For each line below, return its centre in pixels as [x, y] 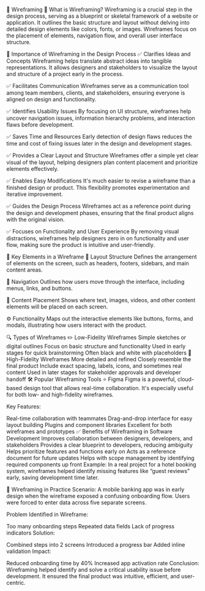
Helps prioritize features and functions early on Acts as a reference [91, 451]
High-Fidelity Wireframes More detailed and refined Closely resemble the [99, 359]
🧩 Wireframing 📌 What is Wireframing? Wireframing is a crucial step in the [99, 10]
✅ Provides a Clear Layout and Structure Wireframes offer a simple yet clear [102, 155]
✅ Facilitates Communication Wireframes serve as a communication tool [98, 86]
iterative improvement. [35, 194]
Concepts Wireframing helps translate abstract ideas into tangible [89, 61]
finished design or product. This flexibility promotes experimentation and [98, 188]
